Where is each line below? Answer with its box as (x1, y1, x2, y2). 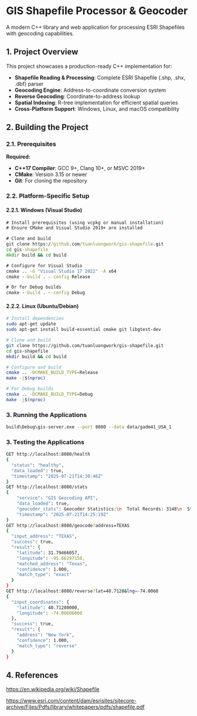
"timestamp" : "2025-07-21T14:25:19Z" (16, 511, 109, 518)
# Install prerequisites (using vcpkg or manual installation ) (6, 220, 164, 226)
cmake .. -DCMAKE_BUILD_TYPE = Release (6, 370, 98, 376)
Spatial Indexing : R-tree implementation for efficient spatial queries (14, 99, 178, 106)
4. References (6, 670, 59, 680)
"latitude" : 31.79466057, (16, 549, 80, 556)
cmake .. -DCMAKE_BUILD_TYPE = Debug (6, 392, 93, 397)
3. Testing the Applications (6, 437, 85, 446)
